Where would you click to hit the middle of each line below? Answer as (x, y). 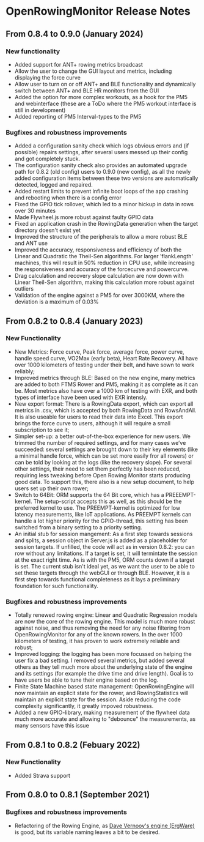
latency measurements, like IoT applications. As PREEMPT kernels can (103, 514)
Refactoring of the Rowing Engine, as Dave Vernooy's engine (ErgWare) (104, 825)
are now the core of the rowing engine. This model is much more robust (105, 622)
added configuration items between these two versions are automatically (106, 178)
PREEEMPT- (180, 494)
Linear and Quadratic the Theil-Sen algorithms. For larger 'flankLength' (104, 256)
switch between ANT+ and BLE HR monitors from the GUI (87, 91)
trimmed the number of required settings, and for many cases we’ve (100, 442)
